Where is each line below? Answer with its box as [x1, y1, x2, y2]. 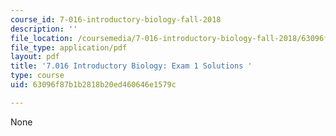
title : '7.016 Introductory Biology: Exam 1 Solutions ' [10, 61, 253, 71]
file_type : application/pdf [10, 42, 128, 53]
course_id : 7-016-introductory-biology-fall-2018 [10, 14, 222, 25]
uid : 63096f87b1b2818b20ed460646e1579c [10, 80, 177, 90]
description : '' [10, 24, 78, 34]
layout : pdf [10, 52, 60, 62]
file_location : [10, 33, 74, 43]
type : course [10, 71, 65, 81]
